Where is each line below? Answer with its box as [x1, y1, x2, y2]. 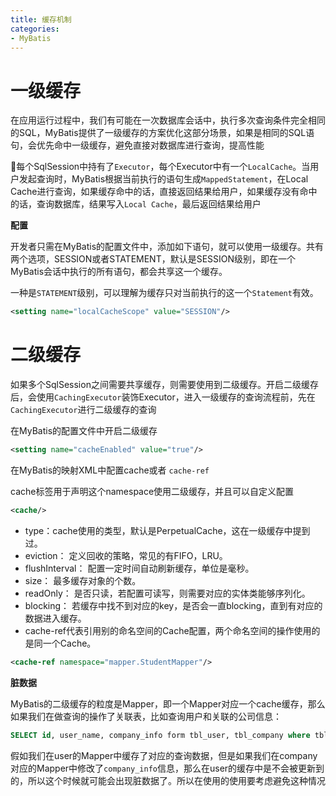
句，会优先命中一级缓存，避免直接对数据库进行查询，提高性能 [10, 139, 265, 151]
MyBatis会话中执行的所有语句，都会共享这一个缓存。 [10, 266, 228, 278]
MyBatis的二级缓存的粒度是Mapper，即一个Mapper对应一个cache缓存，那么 [10, 697, 326, 710]
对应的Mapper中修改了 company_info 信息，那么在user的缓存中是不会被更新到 [10, 762, 325, 774]
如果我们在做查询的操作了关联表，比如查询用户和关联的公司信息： [10, 710, 282, 722]
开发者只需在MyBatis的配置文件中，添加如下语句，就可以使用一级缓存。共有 [10, 241, 325, 253]
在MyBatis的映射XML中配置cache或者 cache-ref [10, 464, 210, 476]
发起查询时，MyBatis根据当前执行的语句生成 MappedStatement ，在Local [18, 173, 309, 185]
